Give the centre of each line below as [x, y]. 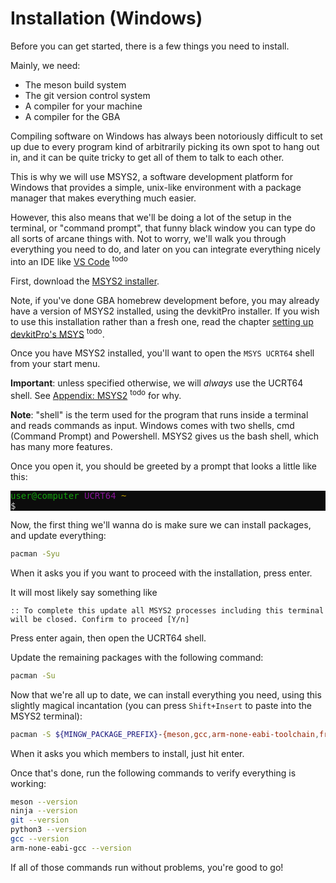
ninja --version [44, 811]
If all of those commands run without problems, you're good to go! [147, 867]
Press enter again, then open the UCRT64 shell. [108, 638]
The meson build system [75, 84]
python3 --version [48, 830]
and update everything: [58, 535]
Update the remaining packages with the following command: [137, 657]
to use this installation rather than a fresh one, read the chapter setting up [162, 321]
